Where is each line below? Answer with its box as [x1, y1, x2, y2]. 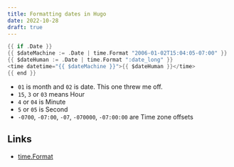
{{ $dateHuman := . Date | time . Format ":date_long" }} [7, 56, 174, 64]
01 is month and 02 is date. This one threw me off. [17, 82, 163, 91]
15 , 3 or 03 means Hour [17, 90, 85, 98]
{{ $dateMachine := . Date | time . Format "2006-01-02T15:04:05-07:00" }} [7, 50, 228, 57]
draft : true [7, 23, 43, 31]
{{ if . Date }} [7, 43, 53, 50]
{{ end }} [7, 69, 37, 77]
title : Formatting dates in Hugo [7, 10, 107, 18]
